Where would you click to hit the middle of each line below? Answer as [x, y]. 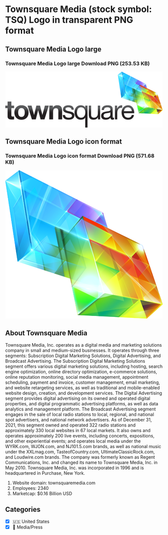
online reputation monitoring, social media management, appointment [77, 377]
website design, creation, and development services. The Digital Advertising [84, 393]
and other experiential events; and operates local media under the [73, 441]
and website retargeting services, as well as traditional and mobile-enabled [82, 388]
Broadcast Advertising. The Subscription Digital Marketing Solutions [75, 361]
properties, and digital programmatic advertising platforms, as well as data [82, 404]
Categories [23, 509]
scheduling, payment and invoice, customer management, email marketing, [82, 382]
